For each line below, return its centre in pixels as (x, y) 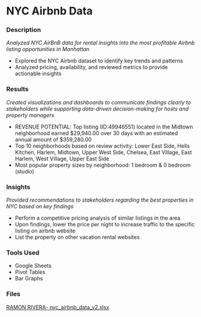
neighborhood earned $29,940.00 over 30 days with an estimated (96, 133)
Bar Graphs (29, 279)
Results (17, 89)
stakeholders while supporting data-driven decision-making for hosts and (98, 109)
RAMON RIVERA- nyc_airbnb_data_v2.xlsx (58, 307)
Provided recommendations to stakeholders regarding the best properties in (100, 200)
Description (24, 30)
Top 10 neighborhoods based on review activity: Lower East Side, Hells (102, 146)
